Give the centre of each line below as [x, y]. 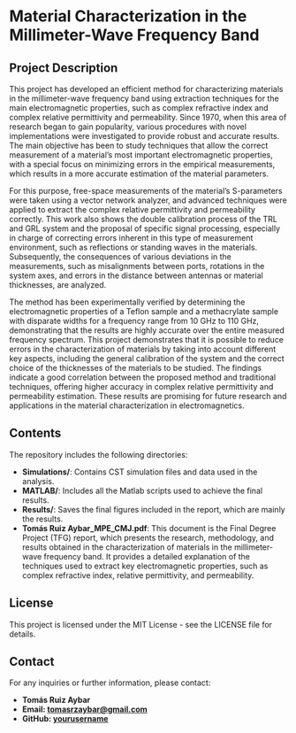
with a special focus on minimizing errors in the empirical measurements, [142, 164]
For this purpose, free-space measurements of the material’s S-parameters [146, 191]
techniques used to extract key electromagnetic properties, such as [145, 566]
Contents [35, 433]
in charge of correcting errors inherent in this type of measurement [131, 238]
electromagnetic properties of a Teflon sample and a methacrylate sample [144, 311]
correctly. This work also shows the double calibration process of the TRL [144, 219]
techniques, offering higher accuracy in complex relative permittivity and [141, 386]
